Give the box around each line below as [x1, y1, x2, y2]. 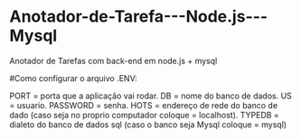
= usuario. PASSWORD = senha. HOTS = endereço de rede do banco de [9, 99, 278, 110]
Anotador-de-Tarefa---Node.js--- [9, 6, 268, 27]
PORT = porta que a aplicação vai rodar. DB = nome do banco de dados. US [9, 90, 292, 101]
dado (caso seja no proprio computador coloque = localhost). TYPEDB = [9, 109, 280, 120]
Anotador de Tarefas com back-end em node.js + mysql [9, 55, 218, 66]
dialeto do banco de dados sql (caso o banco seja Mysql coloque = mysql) [9, 119, 287, 130]
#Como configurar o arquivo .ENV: [9, 72, 137, 83]
